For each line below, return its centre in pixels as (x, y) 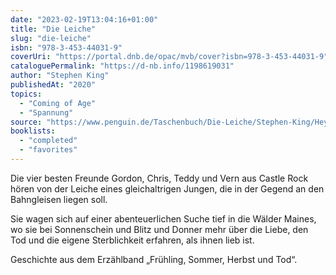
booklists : (33, 131)
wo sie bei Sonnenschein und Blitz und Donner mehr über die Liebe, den (159, 229)
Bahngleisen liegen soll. (59, 199)
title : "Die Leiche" (53, 29)
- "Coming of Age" (58, 103)
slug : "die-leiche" (51, 38)
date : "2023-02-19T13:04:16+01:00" (84, 19)
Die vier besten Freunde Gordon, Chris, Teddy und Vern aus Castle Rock (159, 178)
